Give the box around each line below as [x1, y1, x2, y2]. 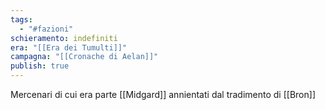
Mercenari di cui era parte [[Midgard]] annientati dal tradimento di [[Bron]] [10, 89, 316, 100]
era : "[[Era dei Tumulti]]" [10, 42, 128, 53]
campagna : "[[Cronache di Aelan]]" [10, 52, 159, 62]
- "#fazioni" [19, 24, 74, 34]
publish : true [10, 61, 70, 71]
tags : [10, 14, 33, 25]
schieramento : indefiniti [10, 33, 118, 43]
